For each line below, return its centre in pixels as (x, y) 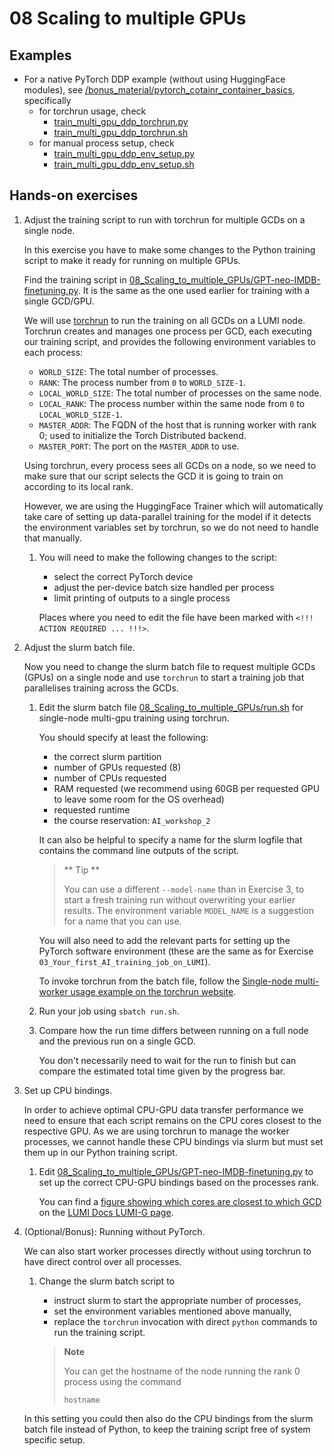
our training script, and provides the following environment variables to (169, 341)
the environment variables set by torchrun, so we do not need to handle (171, 527)
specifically (47, 100)
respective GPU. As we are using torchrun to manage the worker (156, 1131)
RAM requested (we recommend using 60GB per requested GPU (187, 788)
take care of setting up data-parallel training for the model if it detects (167, 516)
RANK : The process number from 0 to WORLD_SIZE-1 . (142, 382)
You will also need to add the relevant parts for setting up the (164, 940)
